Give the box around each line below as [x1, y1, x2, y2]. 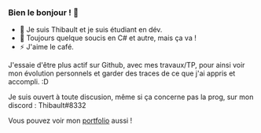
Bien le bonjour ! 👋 [8, 7, 79, 18]
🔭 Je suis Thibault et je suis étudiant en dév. [19, 25, 163, 35]
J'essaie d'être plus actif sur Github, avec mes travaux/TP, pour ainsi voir [8, 61, 245, 70]
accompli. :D [8, 77, 49, 87]
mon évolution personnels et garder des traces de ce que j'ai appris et [8, 68, 236, 78]
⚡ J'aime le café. [19, 42, 75, 52]
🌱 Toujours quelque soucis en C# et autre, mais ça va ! [19, 33, 197, 42]
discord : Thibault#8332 [8, 101, 86, 110]
